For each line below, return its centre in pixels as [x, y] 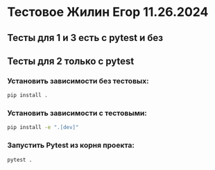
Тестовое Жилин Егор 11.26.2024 [108, 12]
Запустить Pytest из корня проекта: [71, 145]
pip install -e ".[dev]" [43, 128]
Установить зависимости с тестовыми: [77, 113]
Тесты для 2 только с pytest [71, 61]
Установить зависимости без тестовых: [78, 80]
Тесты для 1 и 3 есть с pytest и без [85, 38]
